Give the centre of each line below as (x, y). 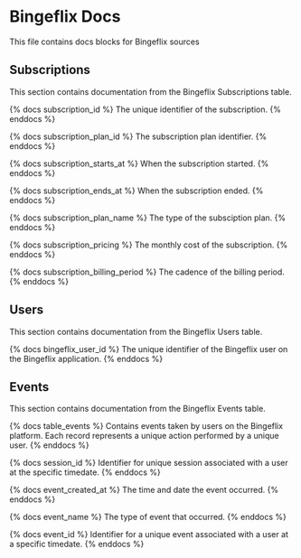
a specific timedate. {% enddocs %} (77, 544)
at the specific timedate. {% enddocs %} (85, 472)
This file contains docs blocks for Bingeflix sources (105, 42)
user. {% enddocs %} (49, 445)
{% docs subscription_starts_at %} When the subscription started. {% (139, 163)
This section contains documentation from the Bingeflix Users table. (136, 331)
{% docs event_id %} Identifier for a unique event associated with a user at (149, 535)
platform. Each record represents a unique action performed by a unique (144, 436)
